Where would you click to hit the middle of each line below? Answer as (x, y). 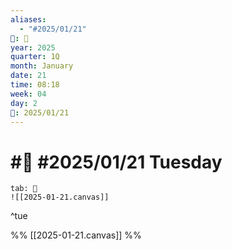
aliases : (28, 19)
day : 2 (24, 103)
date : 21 (28, 76)
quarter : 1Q (35, 57)
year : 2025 (33, 47)
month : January (42, 66)
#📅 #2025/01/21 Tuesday (116, 162)
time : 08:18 (35, 85)
